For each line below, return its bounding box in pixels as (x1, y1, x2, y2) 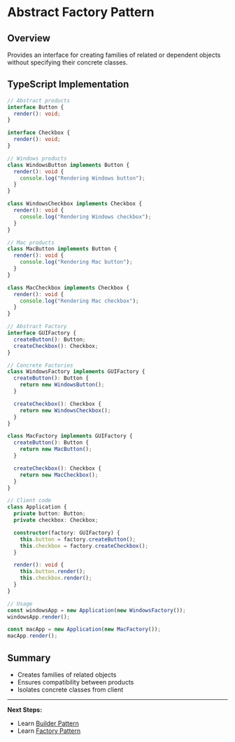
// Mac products (7, 239, 55, 246)
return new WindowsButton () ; (20, 382, 105, 389)
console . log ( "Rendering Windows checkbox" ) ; (20, 213, 152, 220)
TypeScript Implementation (7, 79, 129, 90)
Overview (7, 32, 51, 44)
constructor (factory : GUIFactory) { (13, 529, 120, 537)
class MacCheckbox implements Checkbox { (7, 284, 130, 291)
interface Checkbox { (7, 129, 71, 137)
